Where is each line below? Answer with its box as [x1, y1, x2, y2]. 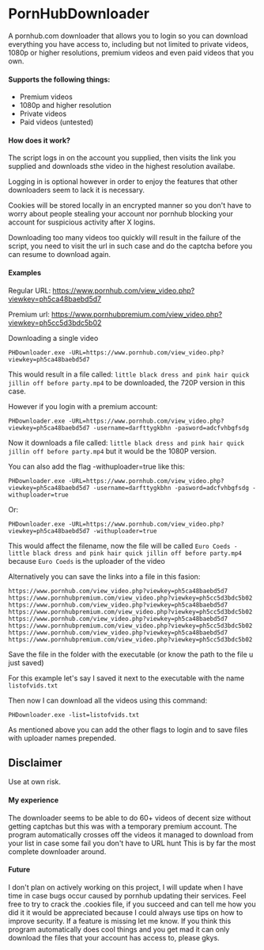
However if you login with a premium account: [8, 401, 158, 411]
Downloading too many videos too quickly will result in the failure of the [8, 233, 241, 243]
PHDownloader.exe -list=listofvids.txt [8, 711, 140, 718]
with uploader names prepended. [8, 733, 117, 742]
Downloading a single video [8, 333, 99, 343]
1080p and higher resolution [19, 101, 112, 110]
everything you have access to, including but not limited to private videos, [8, 39, 249, 48]
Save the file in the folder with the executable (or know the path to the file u [8, 649, 254, 659]
